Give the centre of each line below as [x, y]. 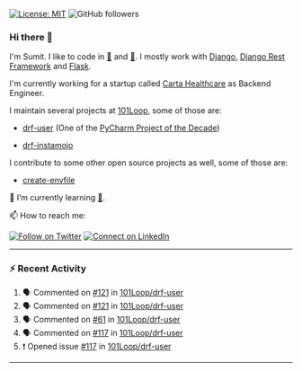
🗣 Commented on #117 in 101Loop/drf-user [102, 332]
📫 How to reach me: [48, 216]
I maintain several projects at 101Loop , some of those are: [115, 111]
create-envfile [49, 181]
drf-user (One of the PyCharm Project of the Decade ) [121, 128]
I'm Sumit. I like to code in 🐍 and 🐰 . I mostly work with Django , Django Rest [147, 57]
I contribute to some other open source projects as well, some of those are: [149, 163]
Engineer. [27, 93]
